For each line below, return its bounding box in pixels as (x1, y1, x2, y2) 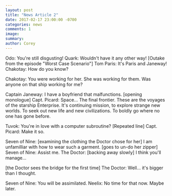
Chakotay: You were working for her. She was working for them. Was (5, 75, 151, 82)
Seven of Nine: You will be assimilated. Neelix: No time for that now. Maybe (5, 180, 164, 186)
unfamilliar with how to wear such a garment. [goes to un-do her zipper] (5, 144, 158, 150)
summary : (5, 36, 24, 42)
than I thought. (5, 170, 36, 176)
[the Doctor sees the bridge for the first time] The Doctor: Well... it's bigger (5, 165, 163, 171)
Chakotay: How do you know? (5, 66, 69, 72)
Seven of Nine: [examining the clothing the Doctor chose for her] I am (5, 138, 152, 144)
